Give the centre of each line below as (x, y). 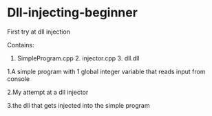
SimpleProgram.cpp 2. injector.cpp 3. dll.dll (78, 58)
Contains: (21, 45)
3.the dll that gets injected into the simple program (78, 105)
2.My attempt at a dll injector (48, 92)
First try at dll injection (39, 32)
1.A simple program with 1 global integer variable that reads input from (106, 71)
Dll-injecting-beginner (72, 13)
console (19, 79)
